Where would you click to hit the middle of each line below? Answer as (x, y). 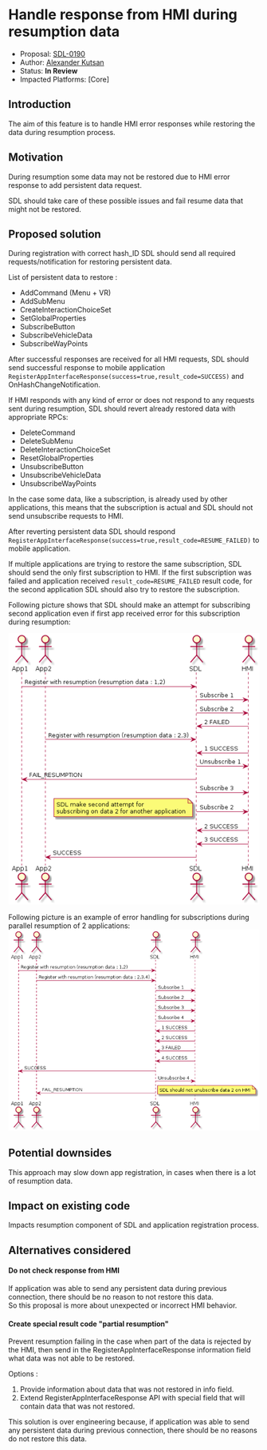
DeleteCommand (47, 432)
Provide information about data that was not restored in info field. (127, 1389)
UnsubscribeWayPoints (58, 484)
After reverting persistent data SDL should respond (92, 532)
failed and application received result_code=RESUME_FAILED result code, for (130, 581)
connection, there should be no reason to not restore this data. (111, 1297)
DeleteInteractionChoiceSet (65, 450)
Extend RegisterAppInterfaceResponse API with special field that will (132, 1398)
